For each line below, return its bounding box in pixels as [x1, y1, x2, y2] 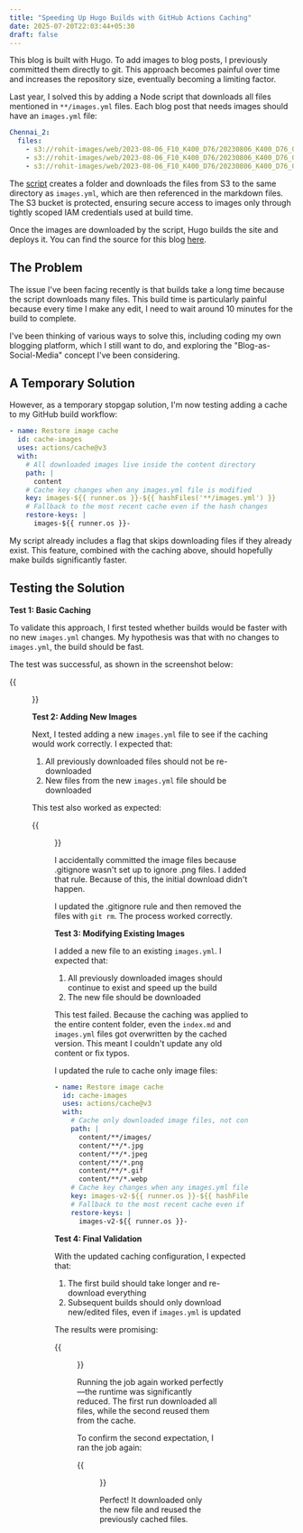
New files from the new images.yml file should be [44, 775, 227, 785]
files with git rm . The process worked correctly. [54, 910, 233, 921]
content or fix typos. [54, 1047, 130, 1058]
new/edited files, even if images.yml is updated [67, 1306, 242, 1317]
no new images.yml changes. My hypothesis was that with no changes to [9, 631, 280, 642]
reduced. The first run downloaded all [77, 1396, 217, 1407]
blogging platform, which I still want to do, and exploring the [9, 339, 233, 350]
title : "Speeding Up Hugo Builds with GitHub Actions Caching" [9, 13, 252, 23]
